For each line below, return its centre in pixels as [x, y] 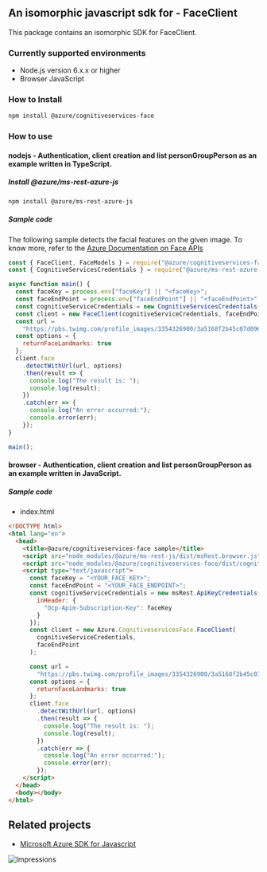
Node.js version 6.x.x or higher [70, 70]
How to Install [35, 100]
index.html [37, 512]
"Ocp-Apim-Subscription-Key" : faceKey [108, 608]
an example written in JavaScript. [65, 473]
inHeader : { [57, 600]
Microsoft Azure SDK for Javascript [78, 844]
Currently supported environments [77, 53]
